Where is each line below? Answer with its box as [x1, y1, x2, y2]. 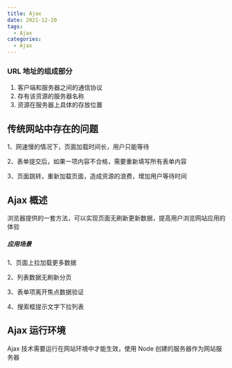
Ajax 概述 [7, 194, 48, 206]
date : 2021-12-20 [7, 17, 57, 24]
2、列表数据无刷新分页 [7, 273, 72, 281]
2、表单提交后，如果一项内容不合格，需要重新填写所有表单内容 [7, 157, 187, 166]
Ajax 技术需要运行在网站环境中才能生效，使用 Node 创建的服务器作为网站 [7, 344, 217, 353]
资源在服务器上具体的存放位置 [17, 101, 102, 109]
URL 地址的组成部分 [7, 66, 73, 76]
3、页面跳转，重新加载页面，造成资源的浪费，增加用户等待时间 [7, 172, 187, 181]
